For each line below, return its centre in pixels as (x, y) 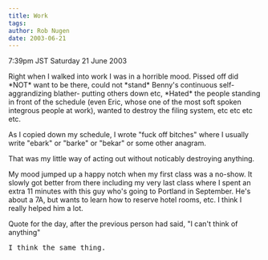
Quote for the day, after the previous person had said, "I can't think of (123, 224)
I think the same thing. (57, 248)
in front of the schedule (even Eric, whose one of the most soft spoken (125, 102)
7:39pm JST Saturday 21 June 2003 (67, 61)
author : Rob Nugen (39, 30)
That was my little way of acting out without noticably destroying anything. (132, 159)
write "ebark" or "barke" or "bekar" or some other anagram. (107, 143)
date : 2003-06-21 (37, 38)
